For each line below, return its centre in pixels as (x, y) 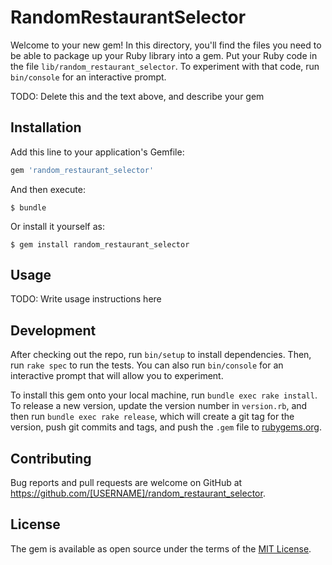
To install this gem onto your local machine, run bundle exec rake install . (164, 395)
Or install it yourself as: (57, 226)
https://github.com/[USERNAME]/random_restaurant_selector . (138, 493)
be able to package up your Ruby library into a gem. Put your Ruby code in (164, 55)
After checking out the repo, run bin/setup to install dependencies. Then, (161, 355)
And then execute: (48, 189)
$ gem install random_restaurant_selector (100, 244)
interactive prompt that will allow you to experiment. (117, 376)
